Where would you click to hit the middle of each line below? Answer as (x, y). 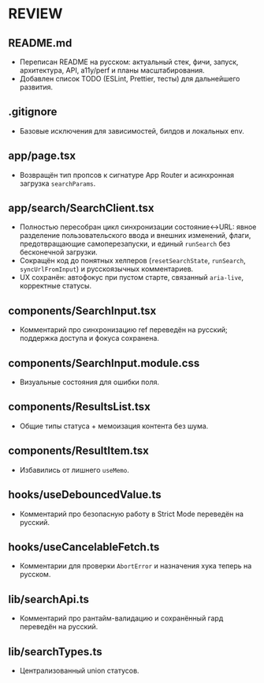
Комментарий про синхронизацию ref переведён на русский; (123, 330)
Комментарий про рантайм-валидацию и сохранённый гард (121, 618)
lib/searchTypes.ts (55, 652)
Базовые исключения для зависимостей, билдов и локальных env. (132, 130)
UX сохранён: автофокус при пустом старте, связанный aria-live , (132, 277)
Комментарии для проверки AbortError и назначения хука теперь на (136, 566)
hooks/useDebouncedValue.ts (85, 495)
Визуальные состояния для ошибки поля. (89, 382)
